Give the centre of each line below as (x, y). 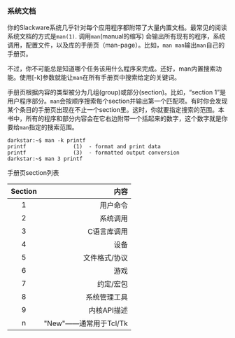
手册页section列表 (33, 173)
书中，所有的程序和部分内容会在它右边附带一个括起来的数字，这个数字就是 (114, 119)
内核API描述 (108, 311)
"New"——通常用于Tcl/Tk (86, 323)
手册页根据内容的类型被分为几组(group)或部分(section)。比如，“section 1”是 (116, 92)
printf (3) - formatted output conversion (93, 153)
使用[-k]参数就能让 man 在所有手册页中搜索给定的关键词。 (100, 78)
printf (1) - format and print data (84, 147)
